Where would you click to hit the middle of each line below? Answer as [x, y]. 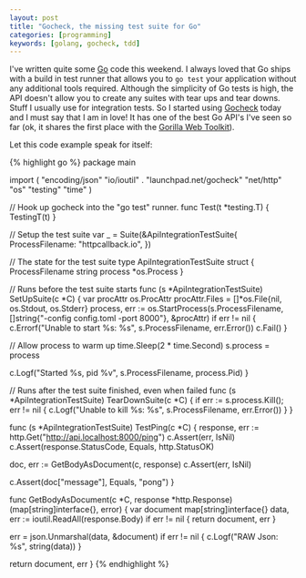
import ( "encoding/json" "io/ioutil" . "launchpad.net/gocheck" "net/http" [146, 180]
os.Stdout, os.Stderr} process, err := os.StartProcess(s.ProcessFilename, [147, 309]
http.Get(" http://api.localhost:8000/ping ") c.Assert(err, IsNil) [122, 437]
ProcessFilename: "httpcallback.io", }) [81, 244]
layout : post [34, 18]
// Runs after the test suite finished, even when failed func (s [123, 390]
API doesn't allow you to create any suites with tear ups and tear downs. [145, 98]
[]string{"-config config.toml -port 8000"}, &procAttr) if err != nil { [133, 319]
